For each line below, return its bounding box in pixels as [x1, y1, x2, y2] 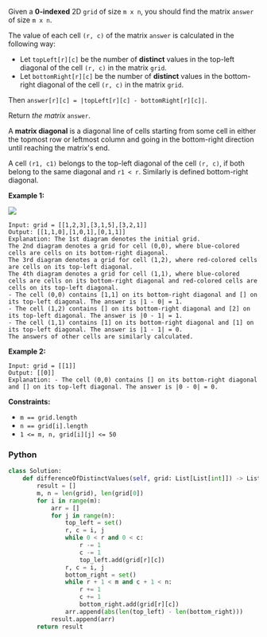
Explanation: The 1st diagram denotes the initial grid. [8, 235, 201, 243]
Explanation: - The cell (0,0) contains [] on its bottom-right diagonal [8, 376, 258, 384]
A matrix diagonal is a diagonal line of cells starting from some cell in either [8, 127, 257, 135]
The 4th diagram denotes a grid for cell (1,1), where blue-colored [8, 270, 240, 278]
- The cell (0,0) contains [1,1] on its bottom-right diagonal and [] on [8, 291, 258, 299]
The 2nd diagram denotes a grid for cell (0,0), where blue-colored [8, 242, 240, 250]
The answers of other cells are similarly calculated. [8, 333, 194, 341]
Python [8, 449, 37, 460]
